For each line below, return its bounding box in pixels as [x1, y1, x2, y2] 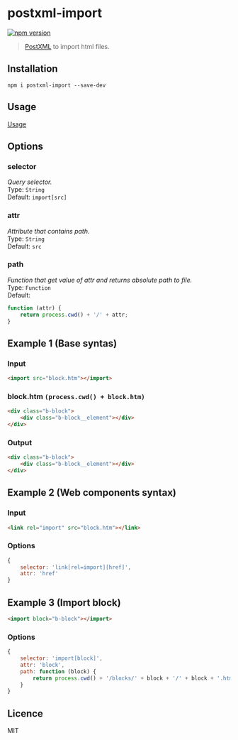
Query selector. [7, 178, 52, 186]
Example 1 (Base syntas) [7, 337, 118, 349]
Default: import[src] [7, 193, 67, 202]
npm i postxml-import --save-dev [7, 82, 106, 89]
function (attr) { [7, 304, 62, 312]
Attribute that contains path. [7, 227, 90, 235]
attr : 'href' [20, 570, 59, 577]
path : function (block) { [20, 668, 97, 675]
